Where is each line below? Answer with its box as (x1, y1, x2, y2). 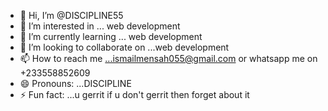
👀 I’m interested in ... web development (19, 20, 181, 32)
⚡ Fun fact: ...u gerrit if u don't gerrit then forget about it (19, 89, 250, 100)
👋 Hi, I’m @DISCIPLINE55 (19, 10, 124, 21)
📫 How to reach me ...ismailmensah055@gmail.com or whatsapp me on (19, 53, 318, 64)
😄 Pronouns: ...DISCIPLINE (19, 78, 132, 89)
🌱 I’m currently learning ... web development (19, 31, 203, 42)
